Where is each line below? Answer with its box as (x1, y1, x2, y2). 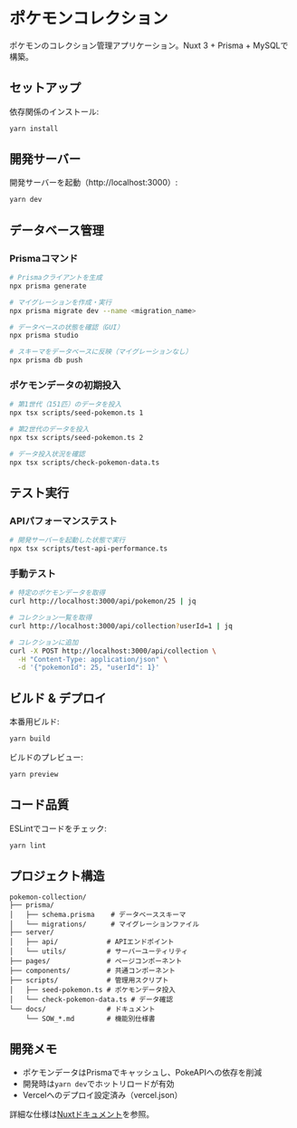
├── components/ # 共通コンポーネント (9, 966, 177, 976)
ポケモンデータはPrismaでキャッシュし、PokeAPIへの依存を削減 (22, 1067, 263, 1078)
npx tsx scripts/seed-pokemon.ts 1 (9, 408, 144, 417)
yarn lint (9, 841, 47, 850)
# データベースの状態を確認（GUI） (9, 322, 124, 331)
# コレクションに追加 (9, 637, 79, 647)
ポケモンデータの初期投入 (9, 378, 121, 391)
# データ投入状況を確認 (9, 449, 86, 458)
